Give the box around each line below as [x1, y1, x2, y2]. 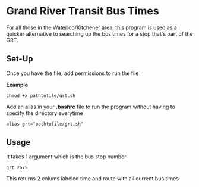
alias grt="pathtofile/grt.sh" [6, 121, 84, 127]
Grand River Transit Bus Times [6, 4, 159, 18]
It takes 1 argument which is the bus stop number [6, 153, 127, 160]
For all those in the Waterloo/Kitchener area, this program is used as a [6, 24, 177, 31]
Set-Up [6, 54, 34, 64]
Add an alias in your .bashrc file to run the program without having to [6, 103, 175, 110]
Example [6, 81, 29, 88]
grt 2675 [6, 164, 28, 170]
